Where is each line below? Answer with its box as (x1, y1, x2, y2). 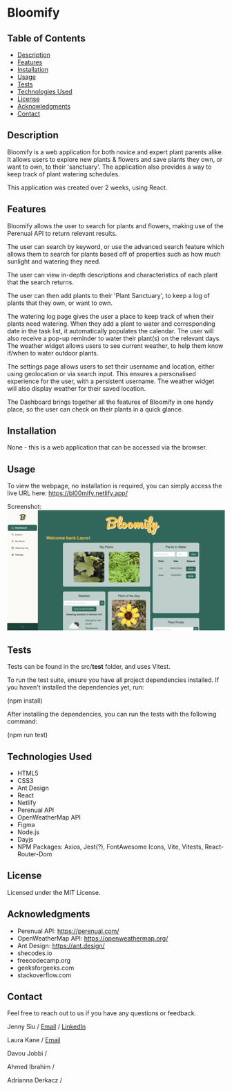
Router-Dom (17, 849, 52, 858)
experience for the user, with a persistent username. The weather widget (7, 377, 215, 385)
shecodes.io (17, 949, 52, 957)
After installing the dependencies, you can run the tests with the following (7, 710, 217, 719)
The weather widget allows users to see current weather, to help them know (7, 341, 224, 350)
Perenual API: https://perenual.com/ (17, 927, 119, 935)
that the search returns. (7, 278, 75, 286)
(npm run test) (7, 731, 48, 739)
